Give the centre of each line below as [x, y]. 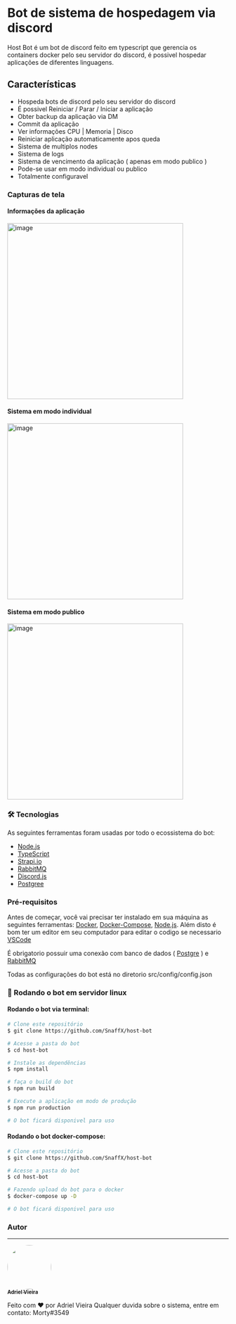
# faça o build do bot [40, 1082]
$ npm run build [31, 1089]
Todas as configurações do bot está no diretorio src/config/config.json [110, 974]
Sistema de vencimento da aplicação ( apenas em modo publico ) [112, 161]
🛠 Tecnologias [33, 814]
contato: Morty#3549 [38, 1313]
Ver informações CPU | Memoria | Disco [75, 131]
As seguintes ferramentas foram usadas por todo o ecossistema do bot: [111, 833]
